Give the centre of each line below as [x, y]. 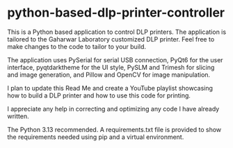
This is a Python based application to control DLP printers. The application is [117, 32]
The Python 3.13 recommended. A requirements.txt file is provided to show [114, 129]
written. [18, 116]
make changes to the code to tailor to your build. [77, 46]
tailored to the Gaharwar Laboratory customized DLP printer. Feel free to [111, 39]
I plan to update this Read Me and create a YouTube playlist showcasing [110, 88]
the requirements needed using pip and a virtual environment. [96, 137]
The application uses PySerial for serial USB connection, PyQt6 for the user [115, 59]
